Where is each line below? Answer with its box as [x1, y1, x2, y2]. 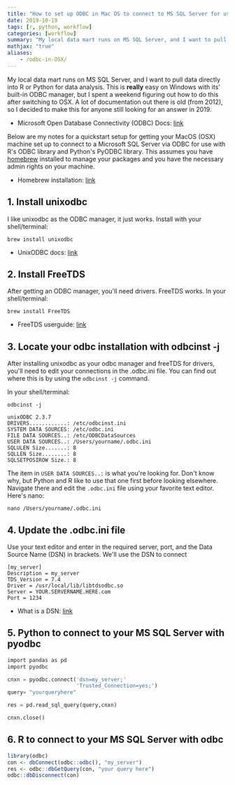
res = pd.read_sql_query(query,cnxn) [7, 701, 117, 709]
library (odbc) [7, 752, 49, 759]
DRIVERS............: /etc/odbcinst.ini [7, 420, 127, 427]
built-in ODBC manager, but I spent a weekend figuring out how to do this [7, 90, 219, 98]
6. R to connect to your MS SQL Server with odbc [7, 734, 224, 746]
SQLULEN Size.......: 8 [7, 444, 77, 451]
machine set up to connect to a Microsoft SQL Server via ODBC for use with [7, 140, 226, 148]
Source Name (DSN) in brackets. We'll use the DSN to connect [7, 550, 187, 558]
